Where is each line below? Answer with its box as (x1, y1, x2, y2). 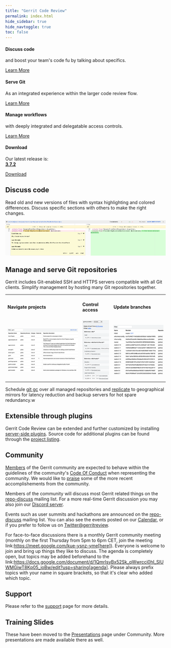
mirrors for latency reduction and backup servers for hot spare (5, 392, 136, 398)
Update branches (113, 304, 151, 310)
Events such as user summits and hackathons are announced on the (5, 511, 149, 517)
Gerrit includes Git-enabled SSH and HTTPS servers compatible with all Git (5, 279, 162, 285)
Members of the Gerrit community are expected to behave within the (5, 464, 149, 470)
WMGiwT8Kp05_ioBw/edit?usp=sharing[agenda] (5, 564, 108, 570)
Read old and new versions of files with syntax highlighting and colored (5, 199, 155, 205)
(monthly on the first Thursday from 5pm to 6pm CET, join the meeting (5, 537, 153, 543)
